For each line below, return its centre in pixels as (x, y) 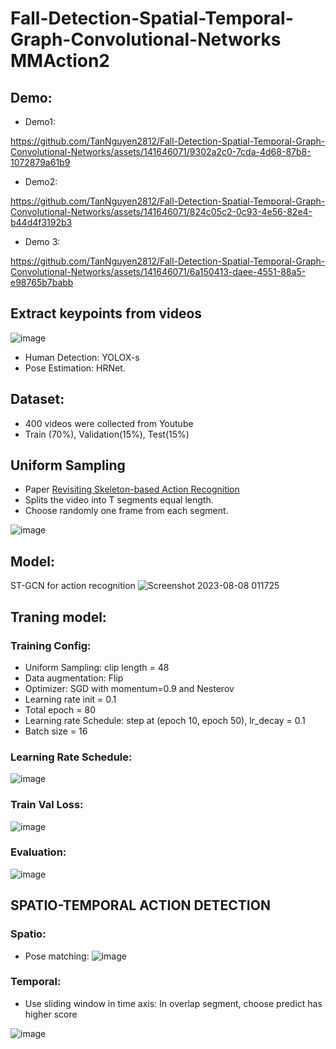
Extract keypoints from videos (106, 313)
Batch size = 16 (56, 731)
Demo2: (41, 181)
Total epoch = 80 (60, 709)
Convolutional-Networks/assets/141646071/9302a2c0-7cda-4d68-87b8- (161, 151)
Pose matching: (57, 956)
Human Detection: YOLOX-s (82, 357)
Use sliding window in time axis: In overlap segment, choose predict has (173, 1003)
